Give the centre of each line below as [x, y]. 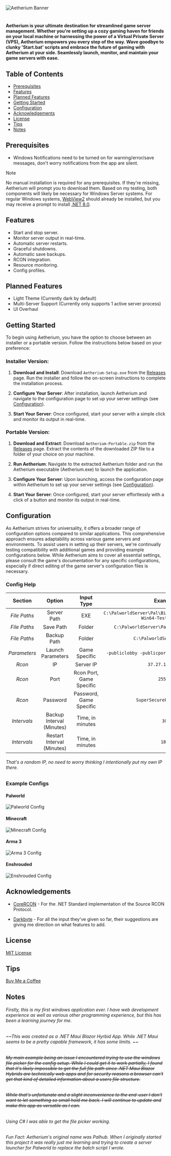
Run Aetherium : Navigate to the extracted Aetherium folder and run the [88, 464]
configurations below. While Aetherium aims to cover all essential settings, [83, 555]
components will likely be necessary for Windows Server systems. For [79, 194]
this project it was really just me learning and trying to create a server [79, 1142]
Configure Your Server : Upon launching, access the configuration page [88, 479]
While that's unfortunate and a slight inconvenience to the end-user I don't [84, 1095]
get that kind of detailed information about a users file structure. [73, 1079]
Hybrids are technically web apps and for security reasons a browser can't [85, 1074]
